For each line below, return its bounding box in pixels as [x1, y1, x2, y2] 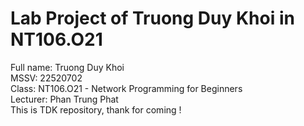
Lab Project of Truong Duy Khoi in [10, 7, 295, 30]
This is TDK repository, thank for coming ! [10, 103, 182, 116]
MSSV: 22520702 [10, 72, 83, 84]
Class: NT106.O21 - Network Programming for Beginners [10, 82, 243, 94]
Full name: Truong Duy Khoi [10, 61, 125, 73]
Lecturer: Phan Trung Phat [10, 93, 119, 105]
